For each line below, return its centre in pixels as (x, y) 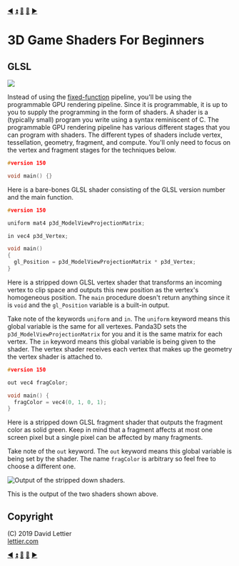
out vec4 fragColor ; (38, 382)
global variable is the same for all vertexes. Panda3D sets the (97, 326)
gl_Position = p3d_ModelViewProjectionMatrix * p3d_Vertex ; (105, 262)
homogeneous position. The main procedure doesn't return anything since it (119, 297)
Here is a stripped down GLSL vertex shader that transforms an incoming (115, 282)
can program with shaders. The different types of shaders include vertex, (115, 135)
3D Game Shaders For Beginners (106, 40)
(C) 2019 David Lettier (40, 534)
